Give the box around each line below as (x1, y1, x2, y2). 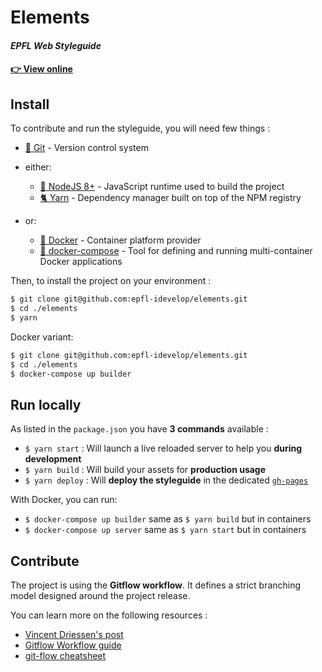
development (24, 453, 82, 465)
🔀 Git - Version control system (24, 142, 149, 154)
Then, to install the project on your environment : (10, 275, 212, 287)
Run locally (10, 396, 82, 413)
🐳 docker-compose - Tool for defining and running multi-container (39, 245, 313, 257)
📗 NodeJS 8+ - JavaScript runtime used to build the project (39, 181, 285, 193)
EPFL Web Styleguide (10, 39, 102, 51)
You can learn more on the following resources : (10, 609, 208, 621)
